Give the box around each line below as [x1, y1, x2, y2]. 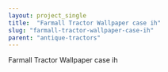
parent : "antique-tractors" [8, 33, 101, 42]
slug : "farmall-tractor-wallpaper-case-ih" [8, 26, 155, 34]
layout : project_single [8, 11, 87, 20]
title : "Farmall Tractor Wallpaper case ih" [8, 19, 161, 27]
